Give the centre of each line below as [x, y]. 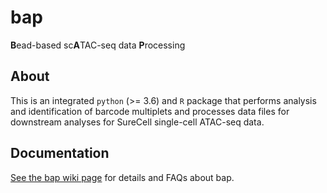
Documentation [60, 153]
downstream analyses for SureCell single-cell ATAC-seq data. [137, 122]
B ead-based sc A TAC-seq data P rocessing [98, 45]
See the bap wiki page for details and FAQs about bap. [122, 177]
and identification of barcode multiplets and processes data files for [150, 111]
